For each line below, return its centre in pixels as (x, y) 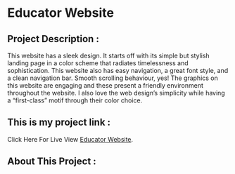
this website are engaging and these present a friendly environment (106, 85)
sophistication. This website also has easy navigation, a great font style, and (118, 71)
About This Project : (52, 162)
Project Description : (53, 39)
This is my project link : (59, 122)
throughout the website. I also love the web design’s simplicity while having (116, 93)
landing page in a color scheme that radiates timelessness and (98, 63)
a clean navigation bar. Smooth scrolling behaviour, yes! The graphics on (113, 78)
